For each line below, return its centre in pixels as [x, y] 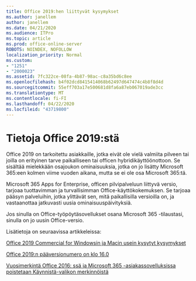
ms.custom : [19, 60]
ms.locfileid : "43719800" [37, 109]
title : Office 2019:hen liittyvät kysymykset [62, 11]
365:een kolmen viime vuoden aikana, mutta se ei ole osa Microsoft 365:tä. [97, 173]
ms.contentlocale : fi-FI [36, 98]
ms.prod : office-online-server [44, 44]
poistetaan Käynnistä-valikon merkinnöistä [57, 272]
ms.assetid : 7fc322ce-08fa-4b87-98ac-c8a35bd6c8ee [69, 77]
